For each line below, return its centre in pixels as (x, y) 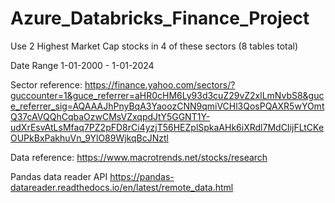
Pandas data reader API (59, 176)
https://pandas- (142, 176)
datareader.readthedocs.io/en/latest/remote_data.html (122, 187)
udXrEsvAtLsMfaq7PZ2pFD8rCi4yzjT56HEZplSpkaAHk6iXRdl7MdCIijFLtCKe (167, 127)
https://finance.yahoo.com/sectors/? (160, 84)
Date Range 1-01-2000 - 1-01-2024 (82, 65)
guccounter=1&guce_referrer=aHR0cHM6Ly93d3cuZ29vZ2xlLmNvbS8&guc (167, 95)
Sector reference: (46, 84)
